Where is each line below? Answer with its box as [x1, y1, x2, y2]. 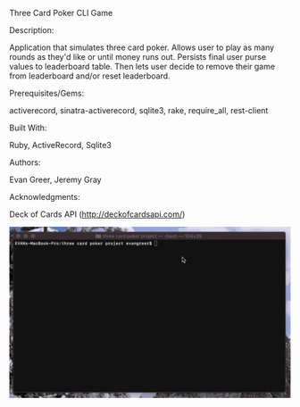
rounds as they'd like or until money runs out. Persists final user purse [9, 52, 266, 62]
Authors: [9, 157, 41, 168]
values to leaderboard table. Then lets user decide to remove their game [9, 62, 275, 71]
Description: [9, 25, 54, 35]
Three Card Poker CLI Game [9, 8, 113, 18]
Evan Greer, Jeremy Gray [9, 174, 102, 185]
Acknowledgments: [9, 192, 80, 202]
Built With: [9, 122, 47, 133]
